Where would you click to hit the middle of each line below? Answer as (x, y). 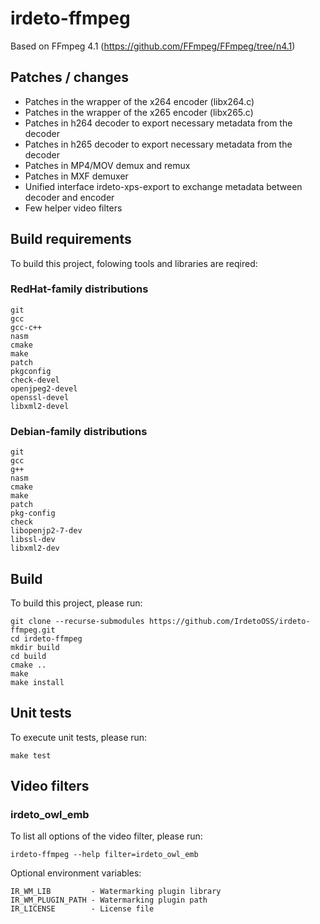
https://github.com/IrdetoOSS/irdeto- (229, 621)
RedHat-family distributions (79, 289)
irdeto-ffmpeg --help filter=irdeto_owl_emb (104, 855)
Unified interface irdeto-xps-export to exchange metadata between (163, 186)
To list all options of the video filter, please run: (106, 836)
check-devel (35, 380)
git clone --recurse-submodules (77, 621)
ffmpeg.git (33, 630)
